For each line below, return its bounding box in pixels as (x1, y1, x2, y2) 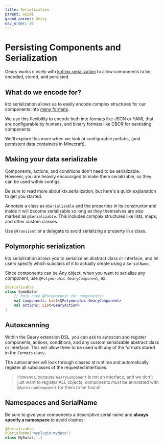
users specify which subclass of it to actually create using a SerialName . (5, 261, 150, 266)
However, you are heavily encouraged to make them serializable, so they (5, 173, 152, 179)
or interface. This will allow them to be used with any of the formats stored (5, 344, 155, 350)
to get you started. (5, 193, 43, 199)
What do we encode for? (5, 88, 82, 96)
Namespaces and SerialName (5, 398, 97, 407)
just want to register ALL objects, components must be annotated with (17, 379, 159, 385)
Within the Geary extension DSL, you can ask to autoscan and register (5, 334, 147, 340)
